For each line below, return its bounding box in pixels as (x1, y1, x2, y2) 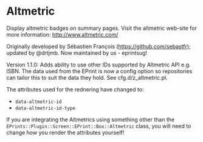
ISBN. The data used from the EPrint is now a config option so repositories (6, 67, 193, 74)
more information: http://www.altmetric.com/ (6, 30, 119, 38)
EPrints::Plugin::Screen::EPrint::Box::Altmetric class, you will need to (6, 122, 191, 129)
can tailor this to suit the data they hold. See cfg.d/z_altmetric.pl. (6, 74, 168, 81)
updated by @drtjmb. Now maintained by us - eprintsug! (6, 49, 148, 56)
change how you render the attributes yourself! (6, 129, 125, 136)
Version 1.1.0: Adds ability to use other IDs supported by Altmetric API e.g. (6, 61, 191, 68)
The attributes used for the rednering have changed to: (6, 85, 144, 93)
